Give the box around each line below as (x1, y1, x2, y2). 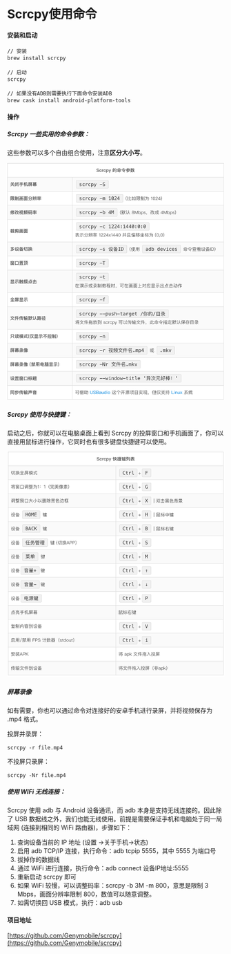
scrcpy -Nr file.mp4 (7, 772, 67, 779)
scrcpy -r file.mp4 (7, 745, 63, 751)
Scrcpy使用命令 (7, 6, 98, 22)
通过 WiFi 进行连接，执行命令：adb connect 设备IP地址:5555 (17, 864, 190, 872)
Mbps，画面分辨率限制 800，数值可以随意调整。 (17, 890, 156, 899)
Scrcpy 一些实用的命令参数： (7, 129, 90, 138)
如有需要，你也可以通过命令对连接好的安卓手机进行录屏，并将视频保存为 (7, 707, 212, 715)
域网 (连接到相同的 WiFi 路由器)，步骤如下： (7, 823, 132, 832)
